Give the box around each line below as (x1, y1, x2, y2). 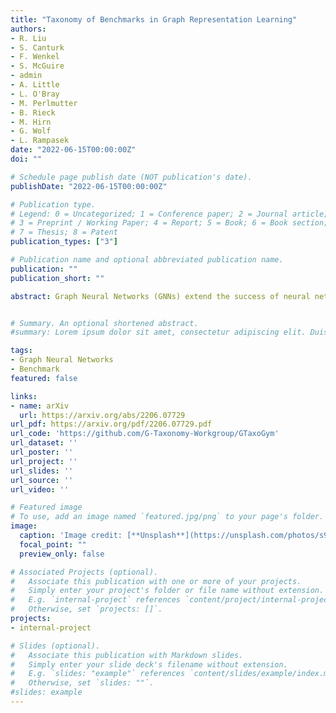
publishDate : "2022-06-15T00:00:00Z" (10, 181, 168, 191)
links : (10, 391, 38, 401)
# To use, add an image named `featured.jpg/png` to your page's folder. (10, 512, 325, 522)
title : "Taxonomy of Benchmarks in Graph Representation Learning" (10, 14, 298, 25)
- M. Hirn (10, 117, 52, 127)
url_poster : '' (10, 447, 74, 457)
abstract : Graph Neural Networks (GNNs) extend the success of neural (10, 291, 311, 301)
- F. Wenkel (10, 52, 60, 62)
